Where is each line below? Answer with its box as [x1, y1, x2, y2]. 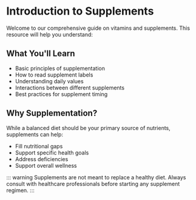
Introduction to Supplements [6, 4, 154, 18]
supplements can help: [6, 131, 64, 138]
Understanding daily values [15, 77, 84, 84]
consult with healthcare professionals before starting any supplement [6, 180, 180, 187]
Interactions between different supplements [15, 84, 125, 91]
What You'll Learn [6, 49, 75, 59]
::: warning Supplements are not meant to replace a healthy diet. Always [6, 173, 186, 181]
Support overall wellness [15, 162, 77, 169]
